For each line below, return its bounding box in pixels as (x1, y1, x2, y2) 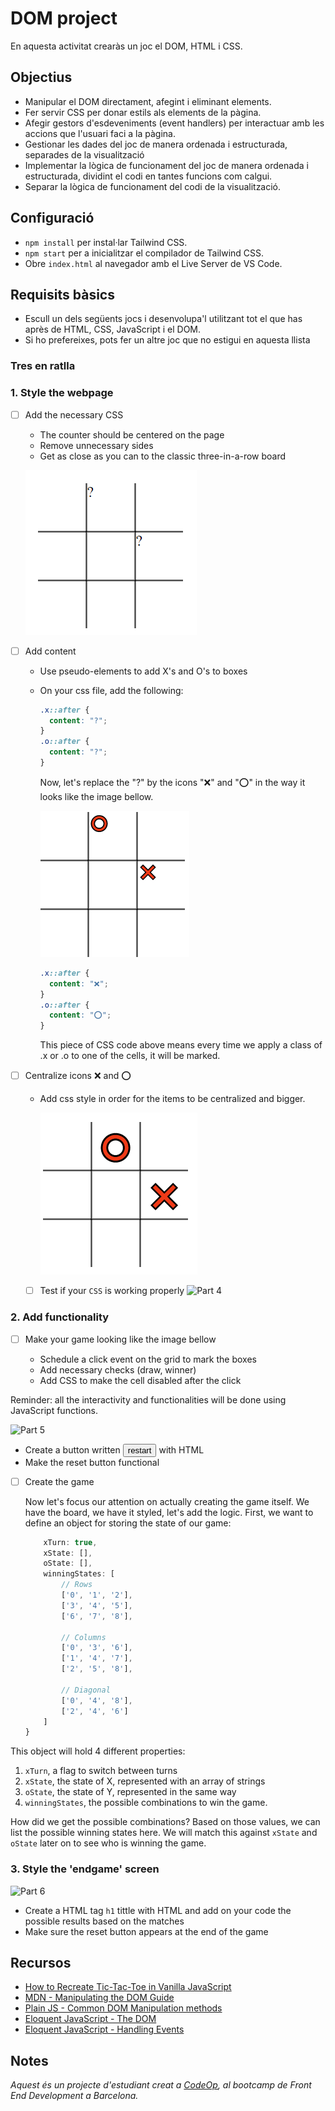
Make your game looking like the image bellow (24, 1333, 217, 1345)
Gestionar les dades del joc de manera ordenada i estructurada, (24, 138, 288, 150)
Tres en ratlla (10, 359, 76, 373)
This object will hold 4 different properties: (10, 1745, 186, 1757)
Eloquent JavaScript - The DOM (24, 2013, 157, 2025)
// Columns (61, 1632, 107, 1642)
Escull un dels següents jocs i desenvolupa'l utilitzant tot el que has (24, 313, 303, 325)
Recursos (10, 1955, 72, 1972)
